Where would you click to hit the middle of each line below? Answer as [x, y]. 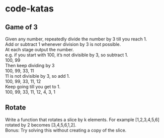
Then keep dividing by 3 [30, 66]
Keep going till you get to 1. [33, 87]
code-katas [29, 9]
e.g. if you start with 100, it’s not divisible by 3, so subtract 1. [67, 55]
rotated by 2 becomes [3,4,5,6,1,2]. [41, 125]
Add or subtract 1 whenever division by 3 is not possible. [63, 44]
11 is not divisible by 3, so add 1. [38, 76]
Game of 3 [22, 27]
